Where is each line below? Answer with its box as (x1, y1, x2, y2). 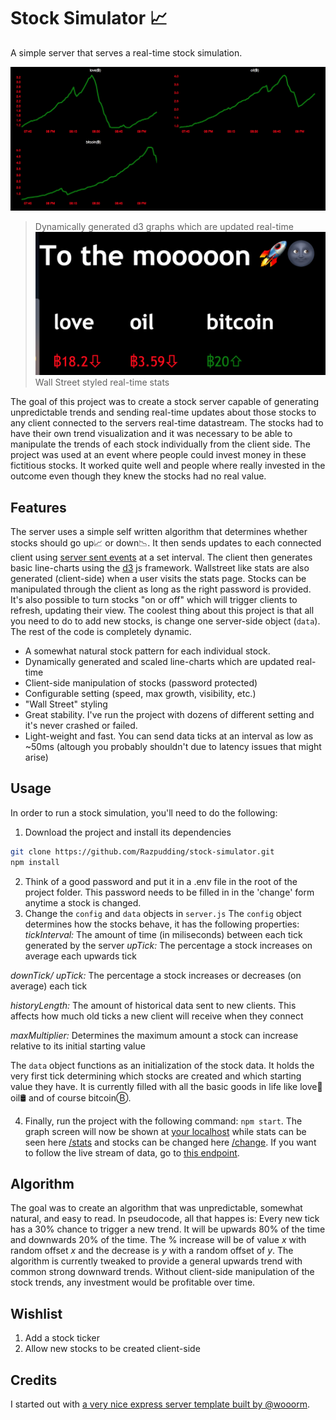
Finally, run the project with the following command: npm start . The (24, 1115, 303, 1127)
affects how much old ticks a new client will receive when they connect (10, 1010, 304, 1022)
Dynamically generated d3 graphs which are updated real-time (34, 220, 294, 232)
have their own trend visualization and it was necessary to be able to (10, 428, 293, 440)
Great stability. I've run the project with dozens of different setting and (24, 708, 315, 720)
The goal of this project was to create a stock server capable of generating (10, 396, 319, 408)
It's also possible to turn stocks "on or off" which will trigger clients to (10, 593, 298, 605)
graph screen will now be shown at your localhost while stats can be (24, 1125, 307, 1137)
